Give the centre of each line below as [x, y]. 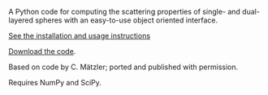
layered [21, 20]
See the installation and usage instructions [80, 36]
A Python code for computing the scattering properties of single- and [125, 12]
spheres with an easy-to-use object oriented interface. [127, 20]
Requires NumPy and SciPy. [55, 83]
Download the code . [42, 51]
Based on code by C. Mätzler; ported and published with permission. [123, 67]
